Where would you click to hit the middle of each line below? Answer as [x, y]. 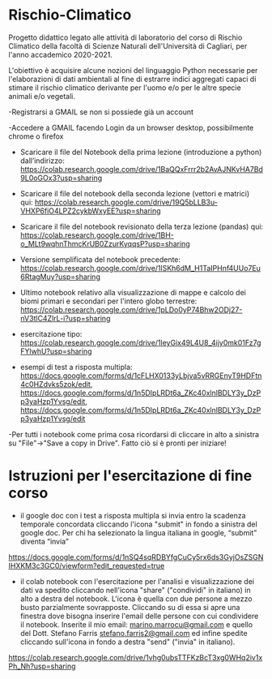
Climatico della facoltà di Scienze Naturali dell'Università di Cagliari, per [128, 45]
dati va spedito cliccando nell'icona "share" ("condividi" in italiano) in [135, 590]
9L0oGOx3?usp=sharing [61, 178]
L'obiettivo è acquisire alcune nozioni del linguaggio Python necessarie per [133, 70]
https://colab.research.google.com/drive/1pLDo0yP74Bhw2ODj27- [131, 309]
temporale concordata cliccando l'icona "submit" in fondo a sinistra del [138, 524]
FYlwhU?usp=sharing [56, 351]
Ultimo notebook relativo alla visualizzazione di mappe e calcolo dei [133, 292]
